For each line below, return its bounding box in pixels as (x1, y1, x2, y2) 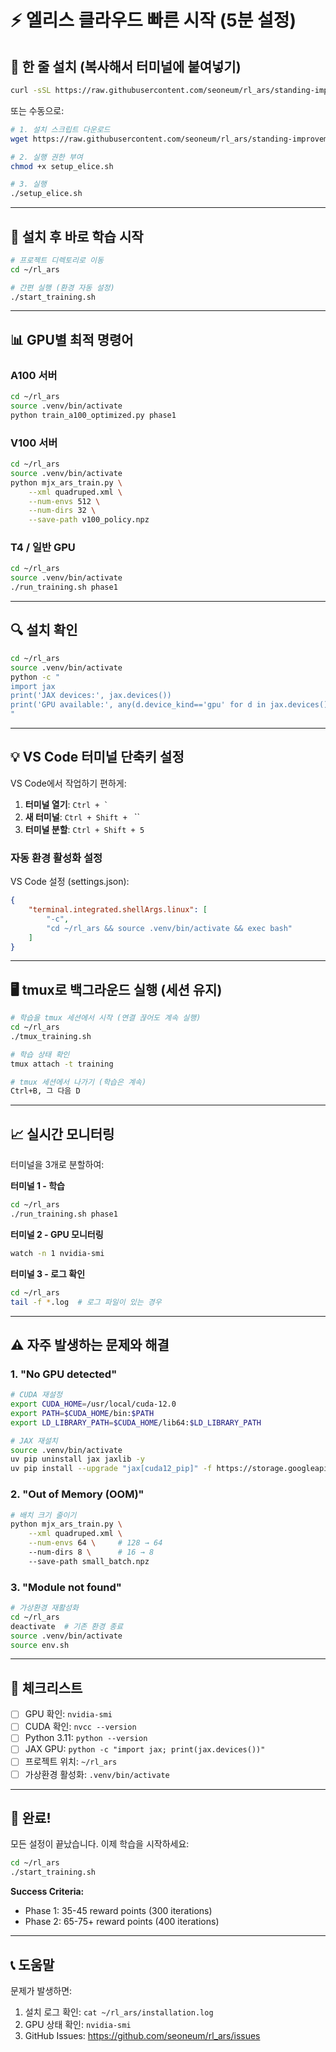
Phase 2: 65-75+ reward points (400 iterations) (24, 1916, 220, 1928)
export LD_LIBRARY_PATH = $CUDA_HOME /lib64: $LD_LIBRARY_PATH (10, 1417, 262, 1428)
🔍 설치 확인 (10, 622, 78, 639)
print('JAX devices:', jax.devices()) (10, 691, 172, 701)
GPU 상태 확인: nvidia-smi (24, 2018, 132, 2030)
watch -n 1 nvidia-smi (10, 1248, 105, 1258)
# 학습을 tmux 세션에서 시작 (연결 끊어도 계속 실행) (10, 1013, 202, 1023)
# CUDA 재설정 (10, 1390, 63, 1400)
